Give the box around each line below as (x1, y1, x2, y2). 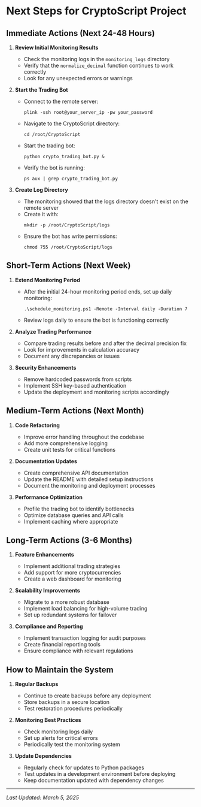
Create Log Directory (14, 186, 69, 193)
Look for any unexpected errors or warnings (23, 75, 133, 81)
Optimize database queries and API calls (23, 511, 124, 519)
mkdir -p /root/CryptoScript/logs (23, 222, 110, 228)
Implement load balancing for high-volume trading (23, 605, 148, 612)
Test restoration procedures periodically (23, 705, 123, 712)
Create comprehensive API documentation (23, 469, 129, 476)
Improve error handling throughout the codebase (23, 433, 145, 440)
